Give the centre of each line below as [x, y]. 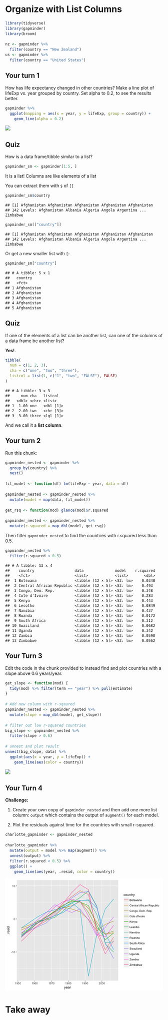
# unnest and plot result [32, 746]
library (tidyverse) [25, 23]
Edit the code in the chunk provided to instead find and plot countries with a [83, 668]
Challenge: [17, 800]
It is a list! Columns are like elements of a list [51, 176]
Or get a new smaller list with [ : [37, 253]
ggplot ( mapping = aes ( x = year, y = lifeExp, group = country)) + [80, 114]
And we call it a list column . [34, 425]
